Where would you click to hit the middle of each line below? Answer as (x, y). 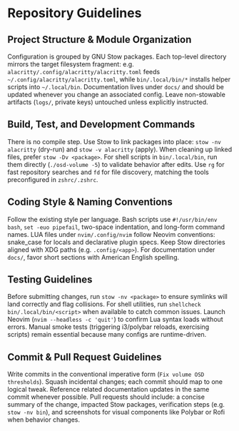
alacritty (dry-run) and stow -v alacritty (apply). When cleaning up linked (120, 149)
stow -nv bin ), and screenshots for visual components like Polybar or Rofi (116, 412)
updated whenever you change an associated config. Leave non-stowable (117, 95)
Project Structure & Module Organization (100, 40)
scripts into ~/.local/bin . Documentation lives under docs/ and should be (116, 87)
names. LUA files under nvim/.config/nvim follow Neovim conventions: (111, 234)
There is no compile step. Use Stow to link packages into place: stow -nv (114, 141)
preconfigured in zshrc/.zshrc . (53, 179)
